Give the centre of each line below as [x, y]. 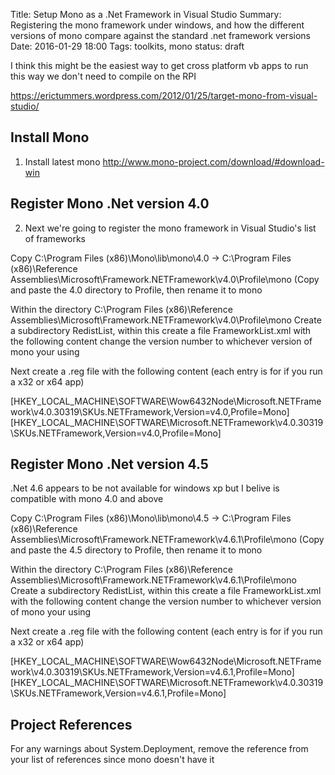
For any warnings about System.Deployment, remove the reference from [159, 749]
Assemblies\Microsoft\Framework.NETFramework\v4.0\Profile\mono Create [166, 320]
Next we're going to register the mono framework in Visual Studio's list [170, 228]
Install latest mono [62, 161]
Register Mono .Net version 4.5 [109, 464]
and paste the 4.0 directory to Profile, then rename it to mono [136, 290]
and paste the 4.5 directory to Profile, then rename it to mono [136, 550]
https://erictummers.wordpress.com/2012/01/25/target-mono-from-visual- [164, 95]
